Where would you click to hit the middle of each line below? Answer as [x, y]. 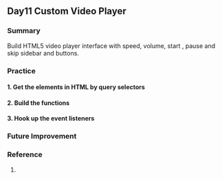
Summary [24, 31]
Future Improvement [42, 136]
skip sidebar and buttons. [43, 53]
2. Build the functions [38, 103]
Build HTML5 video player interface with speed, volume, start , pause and [111, 46]
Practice [21, 71]
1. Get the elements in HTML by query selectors [76, 87]
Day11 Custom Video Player [67, 11]
